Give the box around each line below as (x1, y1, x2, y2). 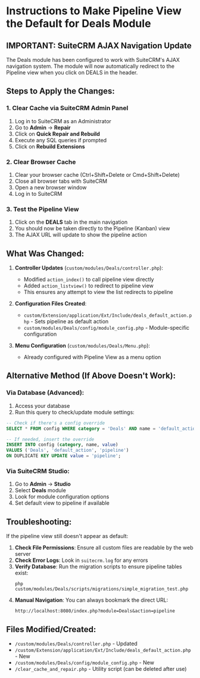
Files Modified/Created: (6, 624, 96, 635)
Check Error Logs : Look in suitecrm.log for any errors (14, 557, 148, 564)
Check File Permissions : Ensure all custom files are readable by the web (14, 544, 193, 551)
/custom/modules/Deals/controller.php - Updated (14, 640, 138, 647)
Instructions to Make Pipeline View (6, 4, 182, 18)
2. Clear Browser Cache (6, 158, 76, 166)
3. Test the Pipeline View (6, 205, 79, 213)
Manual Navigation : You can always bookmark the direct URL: (14, 596, 168, 604)
